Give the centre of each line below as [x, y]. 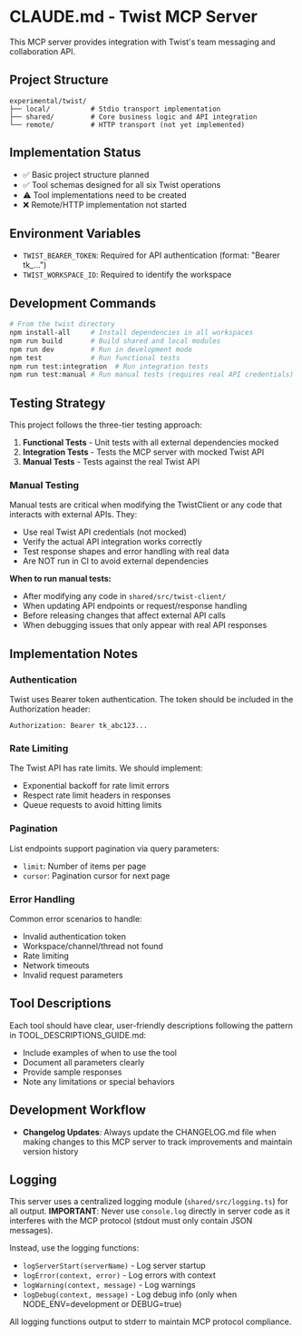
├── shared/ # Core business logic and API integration [133, 117]
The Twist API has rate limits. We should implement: [106, 768]
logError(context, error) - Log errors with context [119, 1275]
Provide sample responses [72, 1072]
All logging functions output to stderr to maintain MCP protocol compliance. [151, 1321]
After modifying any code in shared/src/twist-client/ [124, 596]
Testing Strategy [58, 403]
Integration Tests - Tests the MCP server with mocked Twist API [143, 452]
